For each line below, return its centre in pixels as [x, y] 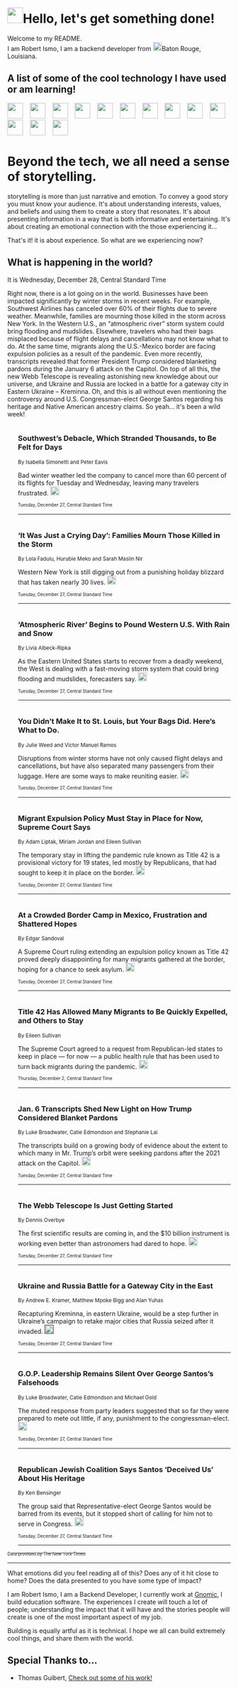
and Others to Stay [50, 1020]
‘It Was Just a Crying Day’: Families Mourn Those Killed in [119, 535]
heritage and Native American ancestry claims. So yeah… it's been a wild [114, 406]
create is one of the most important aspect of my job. [85, 1617]
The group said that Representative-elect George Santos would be [114, 1506]
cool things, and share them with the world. [70, 1639]
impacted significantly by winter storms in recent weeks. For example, [109, 301]
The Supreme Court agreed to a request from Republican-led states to [120, 1049]
